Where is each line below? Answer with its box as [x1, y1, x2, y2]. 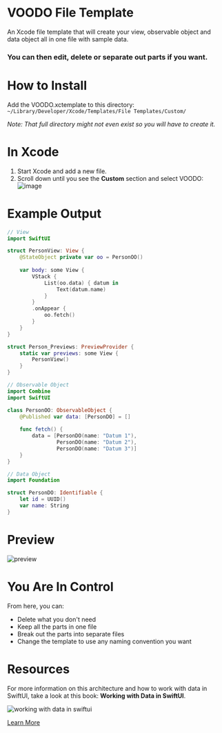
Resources [7, 661, 70, 677]
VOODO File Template [7, 5, 134, 21]
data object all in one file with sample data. [7, 35, 129, 43]
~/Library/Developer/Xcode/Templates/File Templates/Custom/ [7, 108, 187, 115]
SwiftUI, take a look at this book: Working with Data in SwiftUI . [7, 692, 186, 700]
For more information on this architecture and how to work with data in [7, 684, 208, 692]
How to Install [7, 78, 88, 94]
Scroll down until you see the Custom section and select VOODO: [17, 174, 204, 182]
